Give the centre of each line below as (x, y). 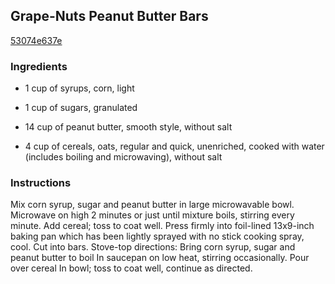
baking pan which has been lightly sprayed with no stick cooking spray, (157, 236)
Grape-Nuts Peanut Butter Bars (109, 16)
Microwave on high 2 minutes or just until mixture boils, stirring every (152, 215)
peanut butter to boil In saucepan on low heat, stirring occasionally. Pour (160, 258)
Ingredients (39, 66)
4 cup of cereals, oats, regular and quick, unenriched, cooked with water (174, 146)
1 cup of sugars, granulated (81, 108)
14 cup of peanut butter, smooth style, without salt (128, 127)
